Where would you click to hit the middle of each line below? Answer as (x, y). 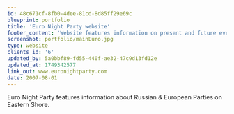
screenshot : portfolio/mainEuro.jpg (60, 39)
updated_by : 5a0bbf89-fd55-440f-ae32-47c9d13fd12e (82, 59)
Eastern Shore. (29, 105)
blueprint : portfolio (39, 20)
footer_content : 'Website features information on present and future (112, 33)
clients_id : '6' (31, 53)
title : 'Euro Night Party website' (59, 26)
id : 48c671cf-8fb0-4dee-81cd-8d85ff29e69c (70, 13)
